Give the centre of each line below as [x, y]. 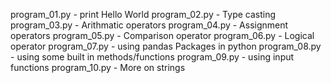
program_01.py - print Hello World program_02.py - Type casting [143, 14]
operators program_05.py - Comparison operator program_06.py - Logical [162, 35]
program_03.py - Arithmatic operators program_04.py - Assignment [149, 25]
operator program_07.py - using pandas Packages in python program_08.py [166, 46]
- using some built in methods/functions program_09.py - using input [152, 57]
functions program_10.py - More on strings [98, 67]
